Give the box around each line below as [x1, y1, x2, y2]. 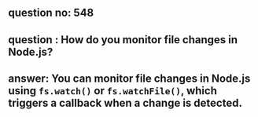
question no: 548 [8, 6, 94, 20]
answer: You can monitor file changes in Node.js [8, 72, 251, 86]
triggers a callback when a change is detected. [8, 97, 242, 110]
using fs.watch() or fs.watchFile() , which [8, 84, 218, 97]
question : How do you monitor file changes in [8, 33, 238, 46]
